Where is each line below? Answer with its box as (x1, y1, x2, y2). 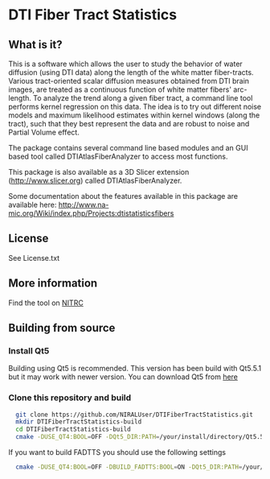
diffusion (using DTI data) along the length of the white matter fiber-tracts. (8, 68, 255, 77)
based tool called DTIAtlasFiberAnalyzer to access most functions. (8, 151, 228, 161)
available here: (8, 200, 57, 209)
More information (8, 276, 98, 291)
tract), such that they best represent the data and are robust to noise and (8, 119, 250, 128)
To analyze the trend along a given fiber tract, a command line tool (33, 93, 253, 102)
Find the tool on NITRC (8, 298, 84, 308)
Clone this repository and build (8, 392, 132, 403)
